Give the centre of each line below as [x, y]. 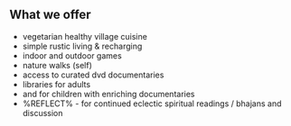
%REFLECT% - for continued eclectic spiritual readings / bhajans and [152, 103]
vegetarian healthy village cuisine [84, 36]
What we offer [51, 15]
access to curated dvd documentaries [93, 75]
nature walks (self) [57, 65]
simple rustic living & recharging [82, 46]
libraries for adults [56, 84]
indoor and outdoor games [72, 55]
